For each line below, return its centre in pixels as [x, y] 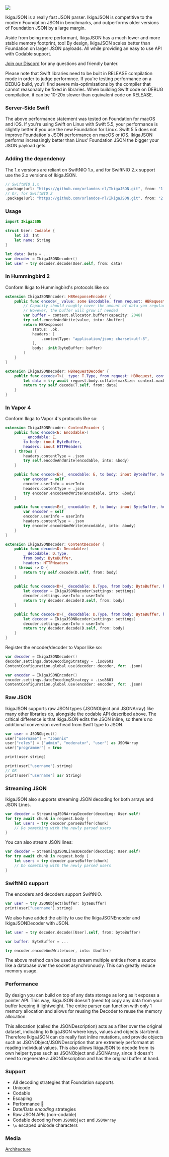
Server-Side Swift [27, 107]
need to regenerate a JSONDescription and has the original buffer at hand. [82, 1058]
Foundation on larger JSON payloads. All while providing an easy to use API [83, 48]
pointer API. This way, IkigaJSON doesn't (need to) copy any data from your [84, 1000]
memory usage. [21, 971]
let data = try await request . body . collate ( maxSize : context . [90, 381]
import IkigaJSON [23, 222]
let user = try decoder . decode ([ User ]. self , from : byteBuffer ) [73, 932]
